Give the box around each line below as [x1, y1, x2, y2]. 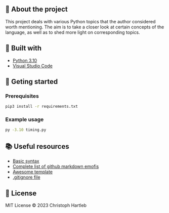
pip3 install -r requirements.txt [5, 104, 78, 109]
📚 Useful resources [5, 142, 69, 151]
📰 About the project [5, 5, 68, 14]
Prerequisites [5, 92, 39, 99]
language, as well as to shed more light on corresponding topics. [5, 29, 140, 35]
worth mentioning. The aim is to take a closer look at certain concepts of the [5, 24, 164, 30]
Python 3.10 [12, 57, 37, 63]
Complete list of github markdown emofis [12, 163, 99, 169]
